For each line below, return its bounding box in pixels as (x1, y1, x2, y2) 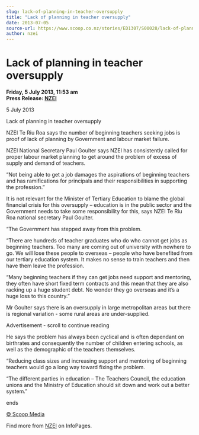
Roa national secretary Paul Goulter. (6, 214, 94, 221)
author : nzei (6, 31, 38, 37)
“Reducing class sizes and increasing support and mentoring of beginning (6, 357, 187, 364)
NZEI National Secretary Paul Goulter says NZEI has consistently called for (6, 147, 188, 154)
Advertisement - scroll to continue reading (6, 322, 110, 329)
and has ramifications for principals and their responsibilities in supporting (6, 177, 188, 184)
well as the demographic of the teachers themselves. (6, 346, 136, 353)
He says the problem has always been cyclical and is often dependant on (6, 333, 185, 341)
